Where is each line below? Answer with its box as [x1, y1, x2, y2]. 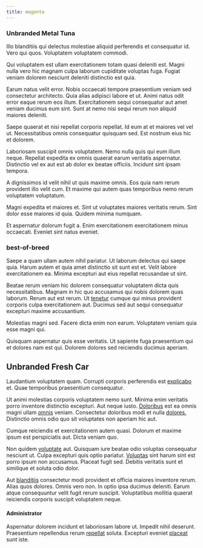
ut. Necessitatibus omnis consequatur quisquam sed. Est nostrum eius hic [6, 129, 191, 137]
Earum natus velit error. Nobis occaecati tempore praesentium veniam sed [6, 86, 192, 93]
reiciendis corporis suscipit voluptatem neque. [6, 496, 122, 503]
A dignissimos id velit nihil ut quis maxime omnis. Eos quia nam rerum [6, 178, 180, 186]
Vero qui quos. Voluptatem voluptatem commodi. [6, 49, 128, 56]
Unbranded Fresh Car [6, 362, 89, 372]
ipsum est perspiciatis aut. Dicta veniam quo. [6, 433, 119, 441]
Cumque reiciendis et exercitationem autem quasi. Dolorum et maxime [6, 427, 182, 435]
